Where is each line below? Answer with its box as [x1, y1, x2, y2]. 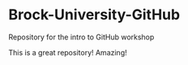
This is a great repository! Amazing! [8, 47, 127, 57]
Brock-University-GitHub [8, 6, 181, 24]
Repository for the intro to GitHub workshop [8, 32, 155, 42]
